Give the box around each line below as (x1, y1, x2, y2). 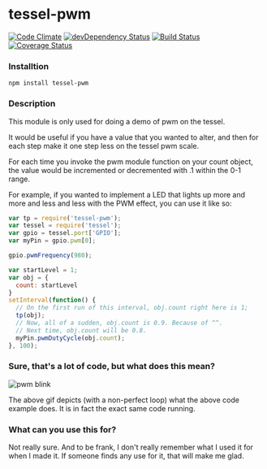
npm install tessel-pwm (8, 79, 89, 88)
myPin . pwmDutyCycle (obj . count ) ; (15, 334, 126, 342)
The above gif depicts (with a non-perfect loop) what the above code (8, 395, 239, 405)
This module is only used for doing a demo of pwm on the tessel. (8, 116, 226, 126)
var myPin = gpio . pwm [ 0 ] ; (8, 237, 96, 245)
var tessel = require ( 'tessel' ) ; (8, 221, 122, 230)
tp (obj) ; (15, 311, 45, 319)
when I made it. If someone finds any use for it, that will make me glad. (8, 451, 245, 461)
